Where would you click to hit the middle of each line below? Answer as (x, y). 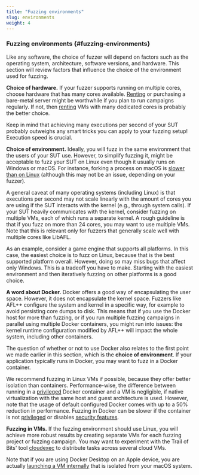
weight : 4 (19, 23)
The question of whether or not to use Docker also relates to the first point (98, 348)
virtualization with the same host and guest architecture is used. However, (97, 398)
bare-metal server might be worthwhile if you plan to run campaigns (90, 100)
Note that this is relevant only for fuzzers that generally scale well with (93, 231)
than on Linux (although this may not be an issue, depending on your (91, 174)
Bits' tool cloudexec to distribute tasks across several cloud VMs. (86, 447)
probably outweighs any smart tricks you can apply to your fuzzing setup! (97, 131)
